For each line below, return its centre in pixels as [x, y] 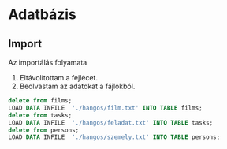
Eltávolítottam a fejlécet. [59, 78]
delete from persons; [44, 130]
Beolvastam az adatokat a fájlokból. [77, 86]
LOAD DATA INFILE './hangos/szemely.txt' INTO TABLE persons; [114, 137]
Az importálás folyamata [48, 62]
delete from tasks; [40, 115]
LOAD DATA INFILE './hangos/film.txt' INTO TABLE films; [105, 108]
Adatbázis [42, 15]
